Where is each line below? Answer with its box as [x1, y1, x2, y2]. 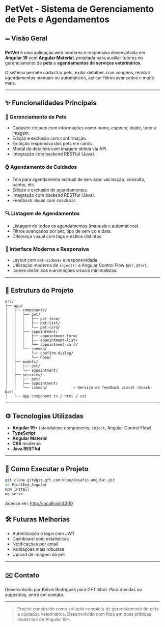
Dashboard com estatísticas [12, 536, 69, 542]
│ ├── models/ [5, 359, 38, 364]
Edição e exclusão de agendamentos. [12, 187, 88, 193]
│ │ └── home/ [5, 355, 52, 360]
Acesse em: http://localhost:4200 [5, 500, 73, 506]
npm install [5, 487, 29, 492]
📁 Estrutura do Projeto [5, 286, 74, 295]
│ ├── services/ [5, 372, 43, 377]
